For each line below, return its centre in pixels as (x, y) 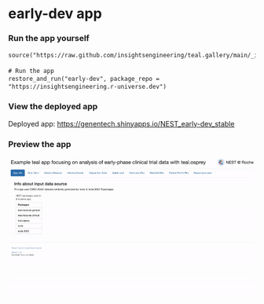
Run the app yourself (49, 38)
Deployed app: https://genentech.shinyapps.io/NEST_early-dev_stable (121, 123)
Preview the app (40, 144)
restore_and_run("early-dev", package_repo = (84, 79)
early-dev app (55, 14)
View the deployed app (53, 107)
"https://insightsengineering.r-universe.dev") (88, 87)
